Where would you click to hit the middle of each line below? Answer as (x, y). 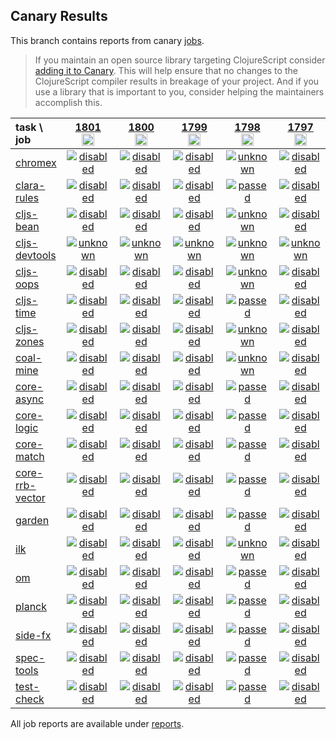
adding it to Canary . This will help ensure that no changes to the (166, 70)
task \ (29, 127)
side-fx (33, 635)
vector (30, 497)
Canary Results (59, 16)
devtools (36, 255)
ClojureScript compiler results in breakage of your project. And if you (177, 81)
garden (32, 520)
